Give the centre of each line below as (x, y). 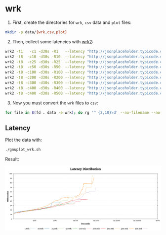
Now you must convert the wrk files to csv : (55, 103)
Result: (12, 159)
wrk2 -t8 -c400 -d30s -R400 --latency (45, 88)
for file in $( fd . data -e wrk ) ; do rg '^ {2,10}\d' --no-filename (77, 112)
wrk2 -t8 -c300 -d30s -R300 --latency (45, 83)
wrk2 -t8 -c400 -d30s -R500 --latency (45, 93)
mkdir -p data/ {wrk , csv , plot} (36, 32)
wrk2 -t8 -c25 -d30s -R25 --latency (45, 62)
